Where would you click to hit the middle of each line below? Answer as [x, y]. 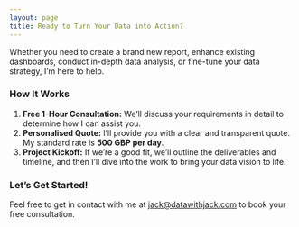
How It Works [40, 94]
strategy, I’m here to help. [57, 71]
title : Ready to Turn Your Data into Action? [96, 26]
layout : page [34, 18]
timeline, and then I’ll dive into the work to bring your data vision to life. [154, 161]
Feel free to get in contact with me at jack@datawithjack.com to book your [148, 204]
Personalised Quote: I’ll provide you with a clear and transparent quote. [156, 132]
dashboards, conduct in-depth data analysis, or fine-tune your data [135, 61]
